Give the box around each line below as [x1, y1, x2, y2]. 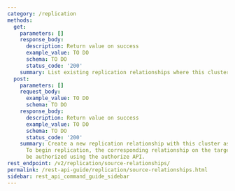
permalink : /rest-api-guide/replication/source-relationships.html [7, 166, 208, 174]
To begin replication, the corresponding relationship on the [25, 147, 211, 154]
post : [13, 75, 30, 83]
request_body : [20, 88, 61, 95]
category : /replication [7, 10, 77, 17]
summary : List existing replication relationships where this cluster [20, 69, 230, 76]
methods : [7, 17, 33, 24]
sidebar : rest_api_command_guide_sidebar [7, 173, 130, 180]
